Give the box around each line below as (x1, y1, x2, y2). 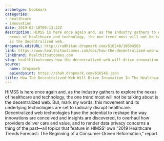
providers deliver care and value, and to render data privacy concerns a (5, 120, 150, 126)
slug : (5, 57, 16, 62)
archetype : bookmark (5, 7, 47, 12)
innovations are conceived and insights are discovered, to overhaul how (5, 115, 150, 120)
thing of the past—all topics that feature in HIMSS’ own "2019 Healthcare (5, 125, 152, 131)
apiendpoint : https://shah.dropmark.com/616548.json (9, 71, 119, 76)
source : (5, 62, 21, 67)
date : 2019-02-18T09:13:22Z (5, 25, 62, 30)
